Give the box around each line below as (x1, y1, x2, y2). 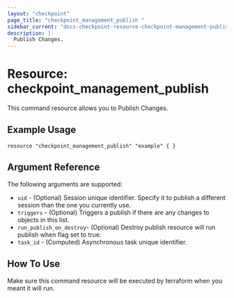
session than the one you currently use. (17, 201, 131, 209)
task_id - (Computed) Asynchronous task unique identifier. (17, 237, 187, 246)
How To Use (7, 258, 61, 270)
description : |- (7, 29, 54, 37)
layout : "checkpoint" (7, 10, 70, 17)
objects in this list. (17, 215, 70, 223)
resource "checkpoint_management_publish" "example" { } (7, 142, 176, 150)
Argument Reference (7, 162, 100, 173)
